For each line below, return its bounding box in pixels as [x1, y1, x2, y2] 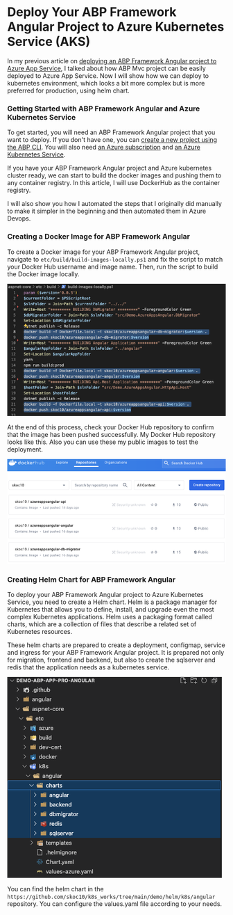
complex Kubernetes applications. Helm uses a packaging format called [7, 613, 213, 621]
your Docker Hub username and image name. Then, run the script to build [7, 262, 218, 271]
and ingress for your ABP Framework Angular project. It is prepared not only [7, 649, 225, 657]
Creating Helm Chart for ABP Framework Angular [7, 575, 175, 584]
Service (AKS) [7, 34, 91, 49]
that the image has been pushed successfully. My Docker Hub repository [7, 431, 216, 439]
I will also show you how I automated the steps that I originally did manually [7, 200, 222, 208]
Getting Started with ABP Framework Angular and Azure [7, 104, 200, 113]
